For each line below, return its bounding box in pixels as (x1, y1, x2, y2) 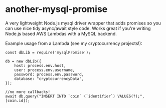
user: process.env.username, (14, 67, 75, 72)
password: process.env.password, (14, 71, 84, 77)
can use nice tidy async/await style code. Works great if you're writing (5, 25, 151, 31)
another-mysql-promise (5, 3, 108, 15)
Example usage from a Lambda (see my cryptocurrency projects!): (5, 40, 142, 46)
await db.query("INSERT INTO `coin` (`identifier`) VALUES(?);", (5, 93, 144, 98)
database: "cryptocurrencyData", (14, 76, 84, 81)
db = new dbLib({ (5, 58, 42, 63)
